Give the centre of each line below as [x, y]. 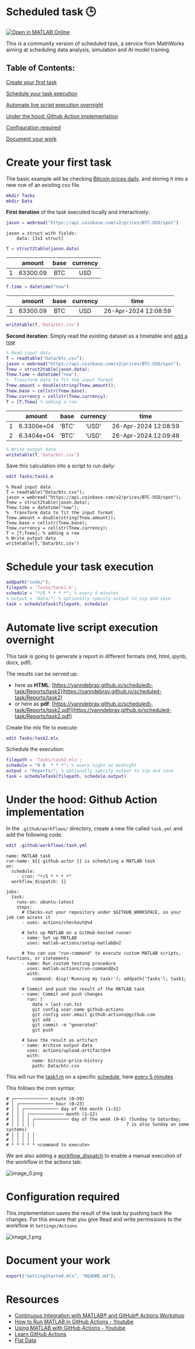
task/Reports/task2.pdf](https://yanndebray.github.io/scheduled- [93, 710]
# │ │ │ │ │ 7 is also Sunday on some [98, 1124]
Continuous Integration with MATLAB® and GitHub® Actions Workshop [100, 1316]
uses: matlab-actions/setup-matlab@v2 [74, 943]
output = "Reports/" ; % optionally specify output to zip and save [90, 771]
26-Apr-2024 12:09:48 [146, 435]
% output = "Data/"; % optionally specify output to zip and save [88, 598]
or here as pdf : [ [34, 704]
